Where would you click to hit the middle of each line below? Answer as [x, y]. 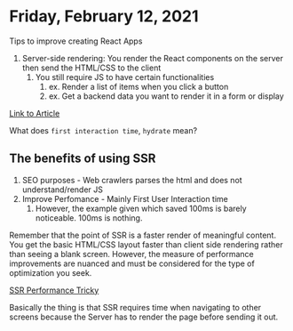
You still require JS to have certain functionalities [125, 77]
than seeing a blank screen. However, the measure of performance [132, 254]
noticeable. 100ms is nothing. [89, 218]
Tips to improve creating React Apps [76, 41]
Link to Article [35, 113]
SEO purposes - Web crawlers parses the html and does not [132, 180]
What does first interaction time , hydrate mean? [103, 130]
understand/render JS [63, 190]
